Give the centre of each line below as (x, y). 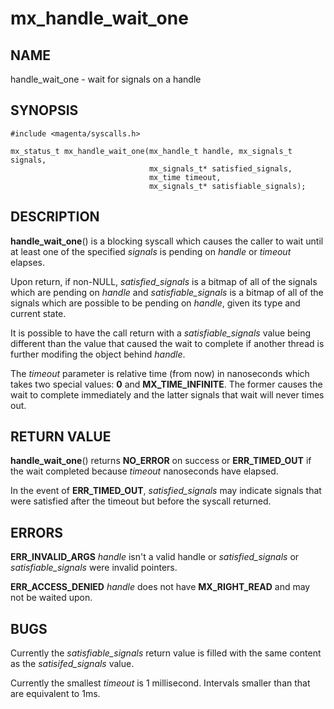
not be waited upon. (51, 598)
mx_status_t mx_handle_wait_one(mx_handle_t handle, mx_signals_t (151, 151)
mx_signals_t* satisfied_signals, (220, 168)
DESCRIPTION (55, 217)
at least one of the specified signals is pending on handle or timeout (151, 251)
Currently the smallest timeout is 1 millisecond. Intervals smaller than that (160, 683)
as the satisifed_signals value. (72, 664)
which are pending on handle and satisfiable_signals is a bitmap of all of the (167, 292)
